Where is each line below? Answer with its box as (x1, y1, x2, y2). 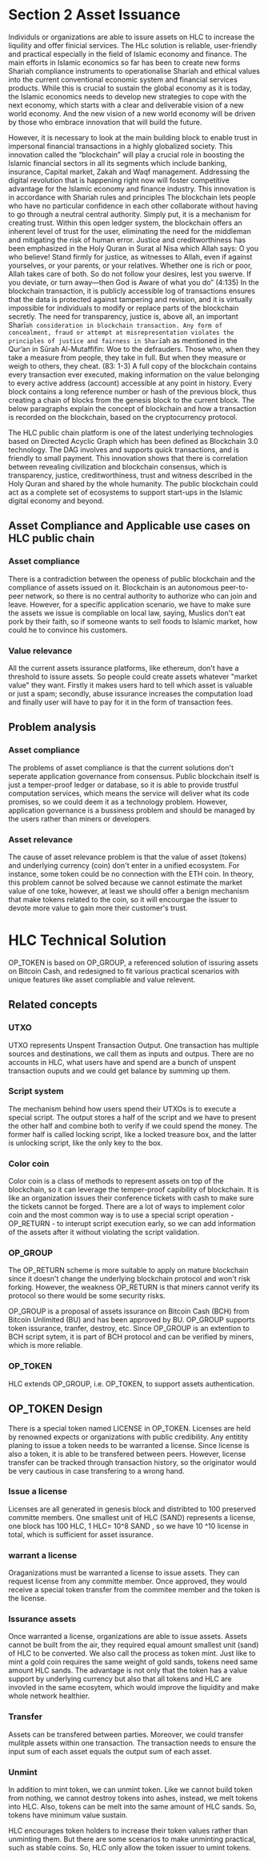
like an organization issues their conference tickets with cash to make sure (8, 1193, 254, 1203)
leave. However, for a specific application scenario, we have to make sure (8, 599, 251, 609)
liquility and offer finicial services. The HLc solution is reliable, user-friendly (8, 40, 258, 50)
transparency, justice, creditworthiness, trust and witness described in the (8, 470, 254, 480)
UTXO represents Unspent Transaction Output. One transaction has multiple (8, 1040, 259, 1050)
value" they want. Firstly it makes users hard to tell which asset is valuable (8, 680, 254, 690)
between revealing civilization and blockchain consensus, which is (8, 462, 227, 471)
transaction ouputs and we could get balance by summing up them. (8, 1066, 230, 1075)
